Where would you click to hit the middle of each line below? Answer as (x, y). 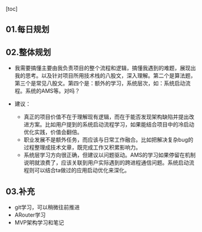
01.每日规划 (28, 30)
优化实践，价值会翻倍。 (53, 132)
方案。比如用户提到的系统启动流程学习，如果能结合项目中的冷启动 (112, 125)
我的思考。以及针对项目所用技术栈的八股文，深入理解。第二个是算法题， (105, 76)
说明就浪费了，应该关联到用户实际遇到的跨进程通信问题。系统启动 (106, 163)
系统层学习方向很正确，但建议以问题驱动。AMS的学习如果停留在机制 (110, 155)
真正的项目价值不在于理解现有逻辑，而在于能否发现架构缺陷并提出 (106, 117)
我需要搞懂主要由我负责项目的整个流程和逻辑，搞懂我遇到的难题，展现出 (105, 68)
